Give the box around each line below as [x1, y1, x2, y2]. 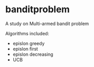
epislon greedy [12, 40, 45, 47]
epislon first [12, 46, 39, 52]
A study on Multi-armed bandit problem [5, 20, 89, 27]
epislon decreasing [12, 51, 53, 57]
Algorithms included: [5, 30, 49, 36]
